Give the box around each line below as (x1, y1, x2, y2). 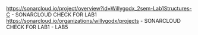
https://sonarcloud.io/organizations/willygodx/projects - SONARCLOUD (6, 17, 181, 24)
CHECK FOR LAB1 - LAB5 (6, 23, 68, 30)
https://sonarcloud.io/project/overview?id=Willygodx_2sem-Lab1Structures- (6, 5, 192, 12)
